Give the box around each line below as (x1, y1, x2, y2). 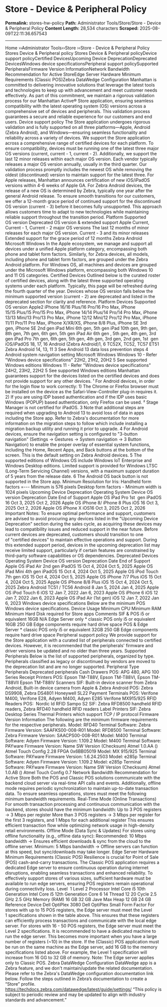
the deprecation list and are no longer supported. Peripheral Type (5, 664, 139, 670)
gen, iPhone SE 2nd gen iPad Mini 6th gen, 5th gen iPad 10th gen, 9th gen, (5, 325, 158, 331)
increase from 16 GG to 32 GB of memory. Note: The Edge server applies (5, 954, 155, 960)
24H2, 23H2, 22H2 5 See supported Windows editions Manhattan (5, 367, 140, 373)
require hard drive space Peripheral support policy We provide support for (5, 632, 157, 638)
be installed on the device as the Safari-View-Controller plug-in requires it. (5, 388, 158, 394)
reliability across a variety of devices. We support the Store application (5, 134, 150, 140)
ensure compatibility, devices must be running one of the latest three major (5, 145, 159, 151)
